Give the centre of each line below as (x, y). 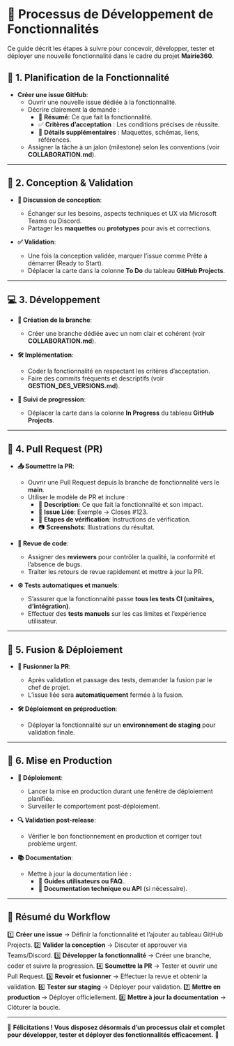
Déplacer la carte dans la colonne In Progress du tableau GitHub (121, 413)
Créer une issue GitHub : (53, 94)
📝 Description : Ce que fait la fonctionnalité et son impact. (120, 505)
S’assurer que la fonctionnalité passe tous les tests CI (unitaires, (121, 599)
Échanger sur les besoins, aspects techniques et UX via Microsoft (122, 213)
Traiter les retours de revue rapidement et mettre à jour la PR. (116, 572)
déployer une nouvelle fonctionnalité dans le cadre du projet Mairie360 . (111, 56)
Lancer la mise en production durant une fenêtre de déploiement (120, 791)
